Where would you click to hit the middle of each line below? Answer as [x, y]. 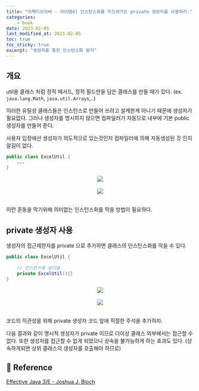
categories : [21, 17]
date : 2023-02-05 [28, 28]
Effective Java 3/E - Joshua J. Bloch [51, 382]
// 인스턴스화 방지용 [39, 268]
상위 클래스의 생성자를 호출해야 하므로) [77, 348]
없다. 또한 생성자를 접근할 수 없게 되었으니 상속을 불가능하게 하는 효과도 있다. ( [97, 341]
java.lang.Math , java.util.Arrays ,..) [51, 98]
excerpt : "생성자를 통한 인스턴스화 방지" [52, 51]
